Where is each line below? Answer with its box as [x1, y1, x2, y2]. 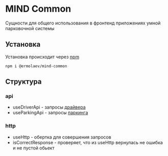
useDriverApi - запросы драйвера [12, 104, 86, 110]
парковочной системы [5, 25, 55, 31]
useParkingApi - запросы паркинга [12, 110, 88, 116]
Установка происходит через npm [5, 54, 80, 60]
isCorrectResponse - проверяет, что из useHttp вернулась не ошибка [12, 139, 163, 145]
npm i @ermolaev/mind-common [5, 63, 67, 69]
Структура [5, 77, 42, 86]
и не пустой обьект [12, 145, 55, 151]
